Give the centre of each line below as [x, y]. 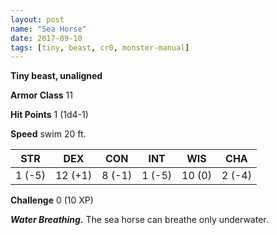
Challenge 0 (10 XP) [52, 200]
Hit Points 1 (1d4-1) [49, 115]
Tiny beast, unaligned [56, 76]
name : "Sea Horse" [48, 29]
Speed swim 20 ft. [48, 134]
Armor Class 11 [41, 95]
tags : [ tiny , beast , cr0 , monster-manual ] [100, 47]
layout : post [37, 19]
